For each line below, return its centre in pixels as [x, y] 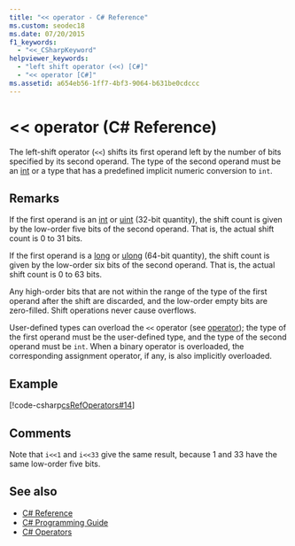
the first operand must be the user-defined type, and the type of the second [148, 337]
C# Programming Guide [65, 522]
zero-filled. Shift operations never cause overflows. [103, 310]
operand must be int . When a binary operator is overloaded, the [127, 347]
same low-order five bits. [55, 464]
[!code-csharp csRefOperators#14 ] [72, 405]
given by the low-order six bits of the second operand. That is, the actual [142, 265]
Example [34, 383]
